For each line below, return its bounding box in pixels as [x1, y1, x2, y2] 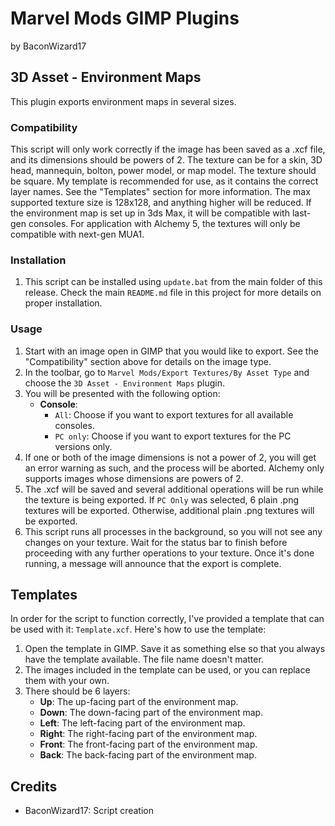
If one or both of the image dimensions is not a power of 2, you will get [24, 451, 317, 463]
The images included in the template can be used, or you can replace [24, 664, 311, 676]
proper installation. [24, 297, 103, 309]
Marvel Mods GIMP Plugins [10, 7, 240, 30]
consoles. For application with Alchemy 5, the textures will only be [28, 218, 301, 230]
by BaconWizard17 [10, 40, 87, 52]
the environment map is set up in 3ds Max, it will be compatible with [10, 207, 290, 219]
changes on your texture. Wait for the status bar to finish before [24, 536, 288, 548]
